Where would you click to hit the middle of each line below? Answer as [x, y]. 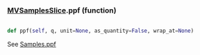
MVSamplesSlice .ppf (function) [62, 10]
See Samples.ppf [32, 45]
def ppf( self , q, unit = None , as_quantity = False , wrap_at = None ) [101, 31]
